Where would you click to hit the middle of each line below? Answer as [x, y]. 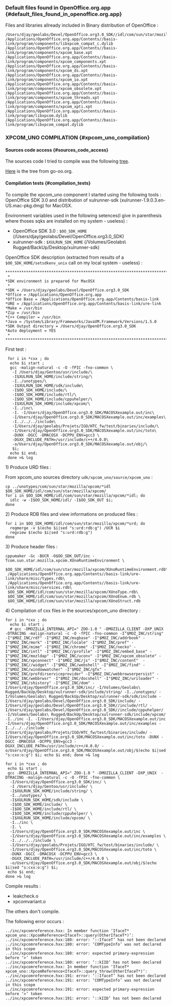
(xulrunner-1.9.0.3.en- [143, 200]
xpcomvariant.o [29, 901]
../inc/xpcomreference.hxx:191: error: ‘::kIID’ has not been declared [83, 998]
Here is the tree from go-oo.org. [39, 171]
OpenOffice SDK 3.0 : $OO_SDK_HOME [50, 231]
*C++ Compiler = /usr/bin [33, 317]
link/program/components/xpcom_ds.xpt [47, 71]
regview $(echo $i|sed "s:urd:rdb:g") [51, 532]
